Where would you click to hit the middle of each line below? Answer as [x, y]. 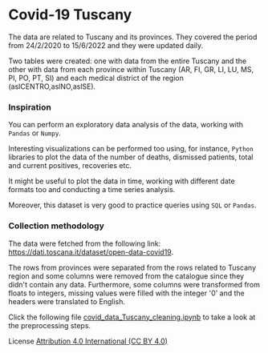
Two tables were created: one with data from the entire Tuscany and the [128, 61]
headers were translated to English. [67, 301]
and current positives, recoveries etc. [70, 166]
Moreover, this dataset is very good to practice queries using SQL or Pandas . [132, 205]
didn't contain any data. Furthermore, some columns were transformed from [134, 284]
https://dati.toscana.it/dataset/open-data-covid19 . [91, 252]
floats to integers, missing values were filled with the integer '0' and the [126, 293]
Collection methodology [56, 226]
